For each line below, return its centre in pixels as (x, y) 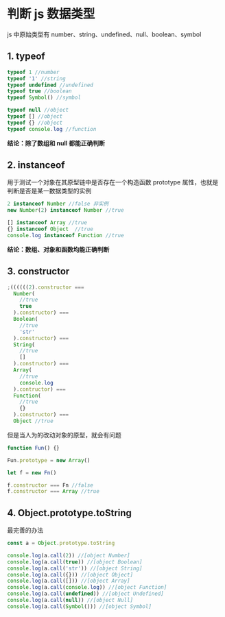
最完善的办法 (25, 530)
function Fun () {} (33, 448)
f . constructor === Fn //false (50, 485)
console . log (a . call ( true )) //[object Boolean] (75, 562)
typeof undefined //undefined (50, 85)
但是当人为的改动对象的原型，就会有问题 (64, 435)
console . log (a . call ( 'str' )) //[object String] (75, 568)
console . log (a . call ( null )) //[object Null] (70, 601)
